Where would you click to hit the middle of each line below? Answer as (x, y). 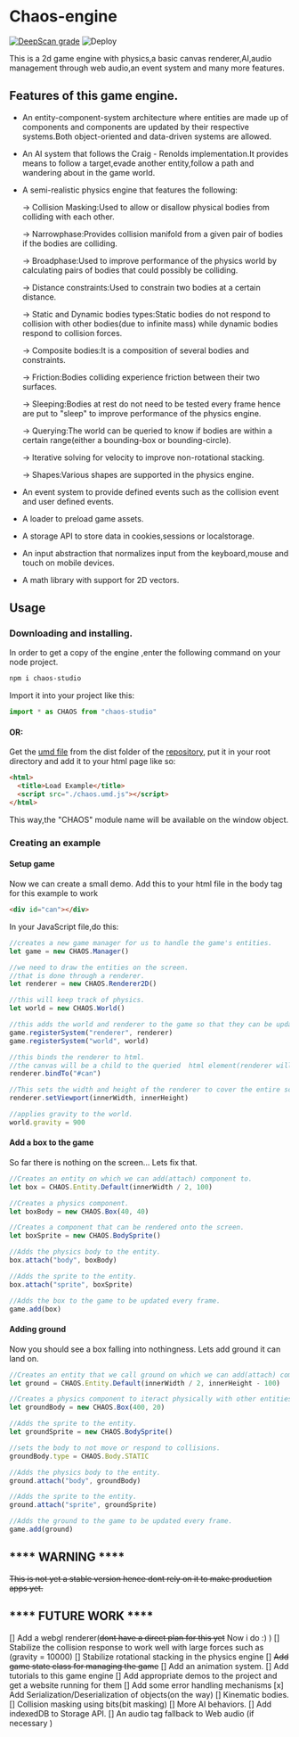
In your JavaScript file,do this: (64, 926)
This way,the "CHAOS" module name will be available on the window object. (149, 819)
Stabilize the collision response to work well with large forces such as (137, 1647)
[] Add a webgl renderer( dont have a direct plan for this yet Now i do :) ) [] (145, 1637)
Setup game (32, 864)
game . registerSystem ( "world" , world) (79, 1041)
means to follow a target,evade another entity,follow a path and (138, 163)
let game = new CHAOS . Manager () (69, 951)
